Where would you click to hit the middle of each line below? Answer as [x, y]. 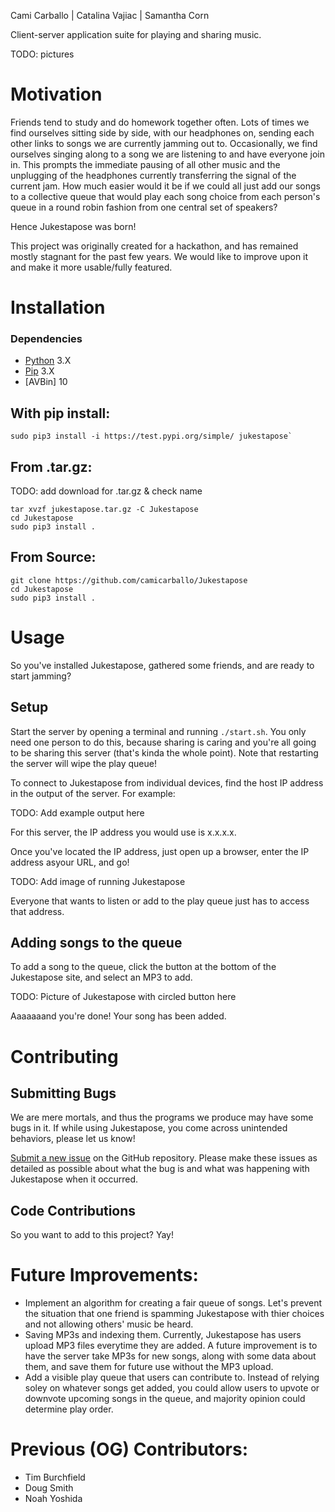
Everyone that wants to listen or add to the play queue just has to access [160, 901]
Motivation [56, 94]
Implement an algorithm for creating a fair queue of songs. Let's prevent [173, 1303]
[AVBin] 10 [46, 382]
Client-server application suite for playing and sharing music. [136, 34]
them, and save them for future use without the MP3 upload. [149, 1367]
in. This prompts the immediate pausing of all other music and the [145, 164]
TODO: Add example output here [77, 812]
